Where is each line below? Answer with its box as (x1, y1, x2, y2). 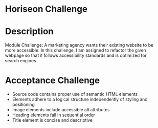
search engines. (5, 58, 38, 64)
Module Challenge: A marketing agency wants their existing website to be (5, 42, 154, 48)
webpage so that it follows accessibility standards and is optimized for (5, 52, 147, 58)
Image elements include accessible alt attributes (12, 107, 110, 113)
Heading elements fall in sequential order (12, 112, 95, 118)
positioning (12, 102, 35, 107)
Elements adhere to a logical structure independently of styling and (12, 97, 148, 102)
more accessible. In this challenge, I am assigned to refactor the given (5, 48, 146, 53)
